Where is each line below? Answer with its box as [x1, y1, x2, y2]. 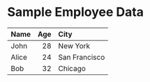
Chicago [58, 63, 86, 73]
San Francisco [58, 52, 105, 62]
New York [58, 41, 91, 51]
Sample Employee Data [7, 4, 144, 20]
